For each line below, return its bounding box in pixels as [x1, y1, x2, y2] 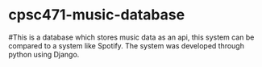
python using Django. [8, 49, 80, 59]
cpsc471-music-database [8, 6, 185, 24]
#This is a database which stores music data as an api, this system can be [8, 32, 255, 42]
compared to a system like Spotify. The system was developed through [8, 40, 244, 50]
